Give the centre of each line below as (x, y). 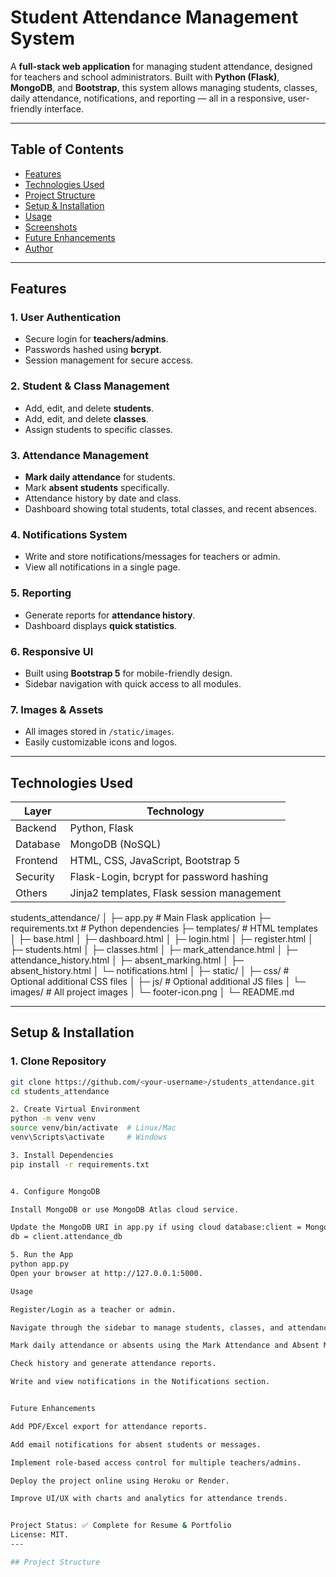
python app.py (40, 1264)
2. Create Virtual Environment (75, 1109)
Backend (36, 828)
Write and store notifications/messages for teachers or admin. (152, 557)
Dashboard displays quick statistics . (101, 625)
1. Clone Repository (58, 1061)
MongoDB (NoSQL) (115, 844)
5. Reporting (41, 593)
